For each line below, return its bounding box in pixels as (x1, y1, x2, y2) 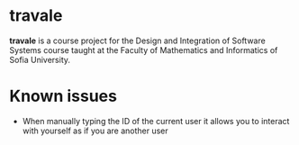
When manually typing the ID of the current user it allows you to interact (22, 115, 290, 126)
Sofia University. (9, 54, 70, 65)
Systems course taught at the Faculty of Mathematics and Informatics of (9, 44, 278, 55)
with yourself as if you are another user (22, 125, 168, 136)
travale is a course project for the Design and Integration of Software (9, 35, 266, 46)
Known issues (9, 86, 117, 106)
